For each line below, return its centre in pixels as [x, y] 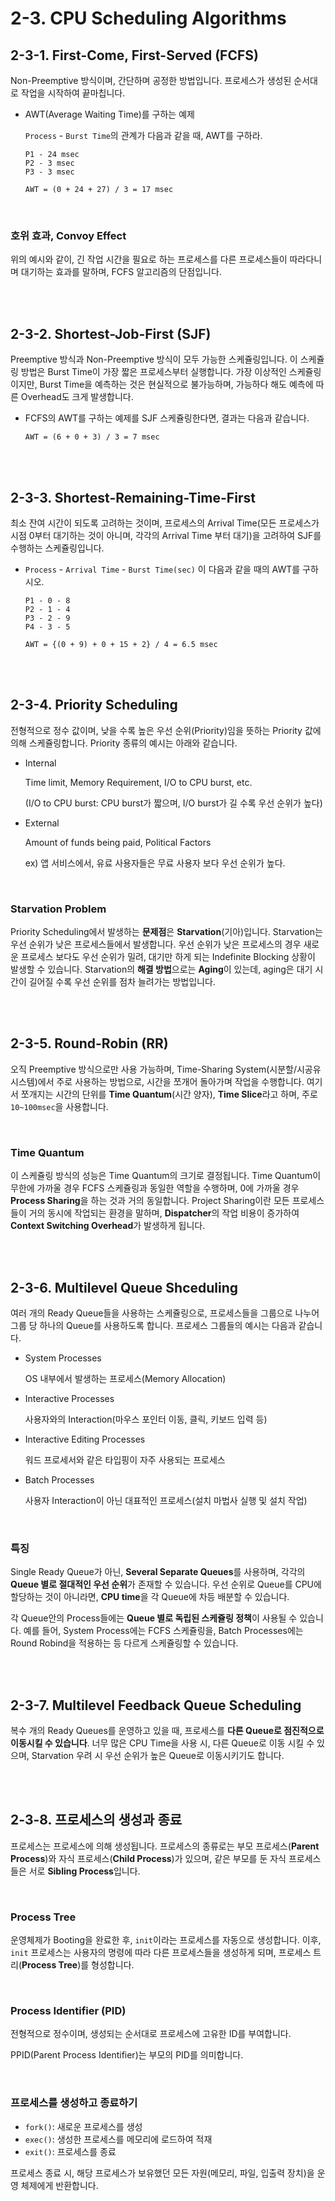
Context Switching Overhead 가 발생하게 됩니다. [108, 1226]
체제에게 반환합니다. [59, 2185]
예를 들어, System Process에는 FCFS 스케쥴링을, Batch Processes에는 [163, 1631]
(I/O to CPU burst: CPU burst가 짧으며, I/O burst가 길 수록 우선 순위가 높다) [173, 803]
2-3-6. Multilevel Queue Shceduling [124, 1287]
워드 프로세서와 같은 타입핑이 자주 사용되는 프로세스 [125, 1459]
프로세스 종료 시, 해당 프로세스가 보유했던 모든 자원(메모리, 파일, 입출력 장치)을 [162, 2173]
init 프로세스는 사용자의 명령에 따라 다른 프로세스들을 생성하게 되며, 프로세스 [161, 1953]
